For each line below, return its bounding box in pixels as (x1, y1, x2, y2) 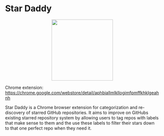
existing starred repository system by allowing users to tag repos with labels (5, 114, 159, 120)
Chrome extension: (5, 84, 44, 91)
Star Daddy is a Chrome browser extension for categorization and (5, 104, 138, 110)
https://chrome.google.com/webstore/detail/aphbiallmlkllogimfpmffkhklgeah (5, 90, 159, 95)
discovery (5, 110, 25, 115)
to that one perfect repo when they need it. (5, 125, 92, 131)
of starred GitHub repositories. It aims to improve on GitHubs (26, 110, 148, 115)
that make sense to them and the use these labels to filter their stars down (5, 120, 155, 126)
